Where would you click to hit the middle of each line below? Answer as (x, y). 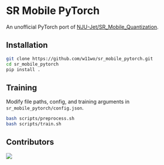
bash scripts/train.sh (34, 124)
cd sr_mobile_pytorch (33, 64)
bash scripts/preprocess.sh (40, 119)
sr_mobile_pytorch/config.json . (45, 108)
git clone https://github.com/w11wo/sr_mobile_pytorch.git (80, 59)
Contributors (30, 142)
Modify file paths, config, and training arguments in (68, 102)
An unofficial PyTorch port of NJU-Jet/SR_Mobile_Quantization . (83, 27)
